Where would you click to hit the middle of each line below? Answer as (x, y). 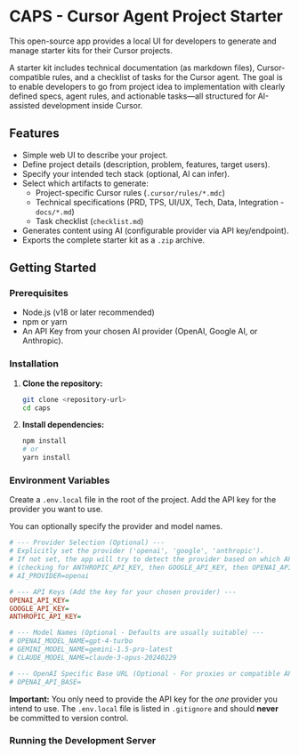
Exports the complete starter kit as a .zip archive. (113, 240)
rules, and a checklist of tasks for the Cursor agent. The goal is (167, 76)
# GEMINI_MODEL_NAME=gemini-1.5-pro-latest (91, 650)
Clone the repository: (62, 383)
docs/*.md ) (55, 212)
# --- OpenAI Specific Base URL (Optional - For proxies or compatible (145, 673)
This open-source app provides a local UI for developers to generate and (143, 41)
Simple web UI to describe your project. (95, 155)
